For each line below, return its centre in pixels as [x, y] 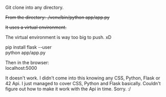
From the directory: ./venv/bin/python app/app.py [58, 17]
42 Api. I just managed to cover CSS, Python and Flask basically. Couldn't [83, 83]
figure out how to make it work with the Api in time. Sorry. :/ [68, 89]
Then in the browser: [27, 63]
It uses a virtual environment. [36, 27]
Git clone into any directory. [35, 7]
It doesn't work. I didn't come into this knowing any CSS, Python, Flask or [83, 78]
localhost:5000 [21, 68]
